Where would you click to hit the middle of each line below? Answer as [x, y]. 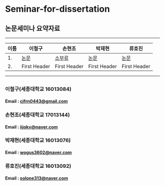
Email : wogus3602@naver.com [39, 153]
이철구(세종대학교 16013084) [38, 89]
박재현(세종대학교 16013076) [38, 140]
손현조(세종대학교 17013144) [38, 115]
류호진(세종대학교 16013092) [38, 166]
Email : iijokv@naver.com [31, 127]
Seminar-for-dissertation [57, 9]
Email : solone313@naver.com [37, 178]
